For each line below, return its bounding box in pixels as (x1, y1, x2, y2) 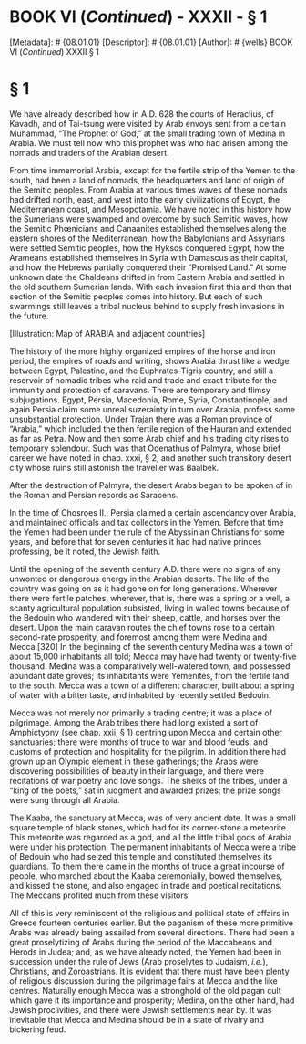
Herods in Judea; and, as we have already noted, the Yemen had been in (9, 946, 282, 957)
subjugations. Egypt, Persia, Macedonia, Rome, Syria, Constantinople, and (9, 394, 288, 405)
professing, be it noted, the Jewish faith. (9, 546, 161, 557)
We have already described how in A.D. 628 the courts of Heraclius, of (9, 108, 275, 120)
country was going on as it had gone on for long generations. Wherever (9, 582, 278, 594)
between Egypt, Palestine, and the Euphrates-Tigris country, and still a (9, 365, 274, 376)
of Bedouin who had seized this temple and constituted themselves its (9, 851, 273, 861)
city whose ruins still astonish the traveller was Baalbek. (9, 462, 219, 473)
